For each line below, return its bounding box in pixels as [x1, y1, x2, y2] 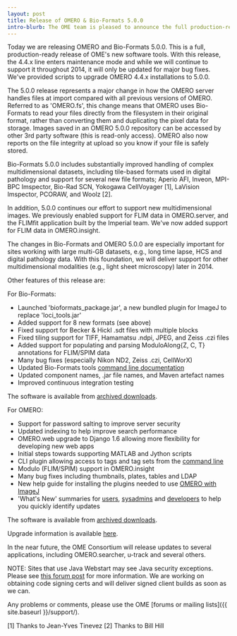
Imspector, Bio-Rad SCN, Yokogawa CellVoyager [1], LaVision [21, 183, 200, 191]
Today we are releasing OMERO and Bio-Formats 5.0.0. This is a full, [7, 43, 206, 52]
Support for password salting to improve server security [17, 419, 181, 428]
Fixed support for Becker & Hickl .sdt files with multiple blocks [17, 326, 199, 335]
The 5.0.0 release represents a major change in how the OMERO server [7, 86, 214, 95]
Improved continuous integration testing [17, 378, 134, 387]
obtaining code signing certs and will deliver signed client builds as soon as [7, 580, 227, 588]
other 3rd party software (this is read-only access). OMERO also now [7, 131, 208, 140]
